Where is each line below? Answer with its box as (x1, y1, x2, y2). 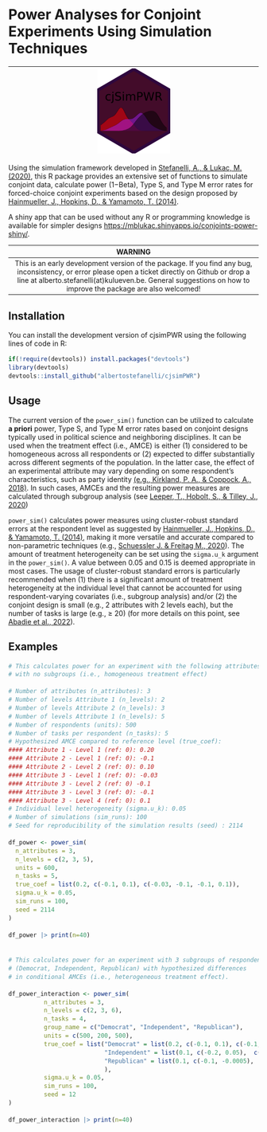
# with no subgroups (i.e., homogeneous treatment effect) (8, 671, 208, 679)
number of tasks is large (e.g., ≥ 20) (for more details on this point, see (8, 608, 240, 618)
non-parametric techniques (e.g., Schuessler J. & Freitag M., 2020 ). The (8, 540, 245, 550)
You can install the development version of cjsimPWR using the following (8, 331, 246, 340)
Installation (8, 309, 65, 323)
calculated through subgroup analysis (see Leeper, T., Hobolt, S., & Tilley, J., (8, 492, 258, 501)
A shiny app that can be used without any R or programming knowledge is (8, 213, 250, 222)
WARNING (116, 247, 151, 257)
